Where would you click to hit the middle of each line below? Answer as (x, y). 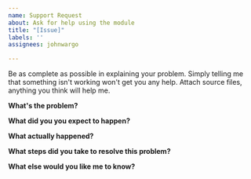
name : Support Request (45, 15)
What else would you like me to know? (72, 166)
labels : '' (26, 37)
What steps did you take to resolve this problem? (89, 152)
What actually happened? (51, 136)
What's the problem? (43, 106)
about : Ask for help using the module (71, 23)
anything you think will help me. (59, 90)
